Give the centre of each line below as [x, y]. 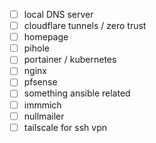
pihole [36, 48]
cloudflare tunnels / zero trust [85, 26]
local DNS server [58, 14]
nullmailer [44, 116]
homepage [46, 37]
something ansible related [77, 93]
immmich [42, 105]
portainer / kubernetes [70, 60]
